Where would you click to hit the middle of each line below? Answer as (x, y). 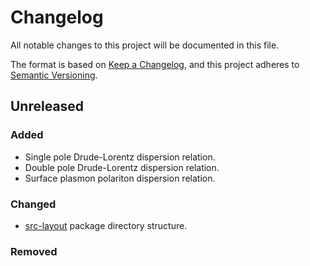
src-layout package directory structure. (106, 225)
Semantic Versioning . (54, 75)
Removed (34, 251)
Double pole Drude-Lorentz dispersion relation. (122, 167)
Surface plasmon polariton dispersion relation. (120, 178)
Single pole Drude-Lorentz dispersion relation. (120, 157)
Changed (33, 204)
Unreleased (47, 106)
